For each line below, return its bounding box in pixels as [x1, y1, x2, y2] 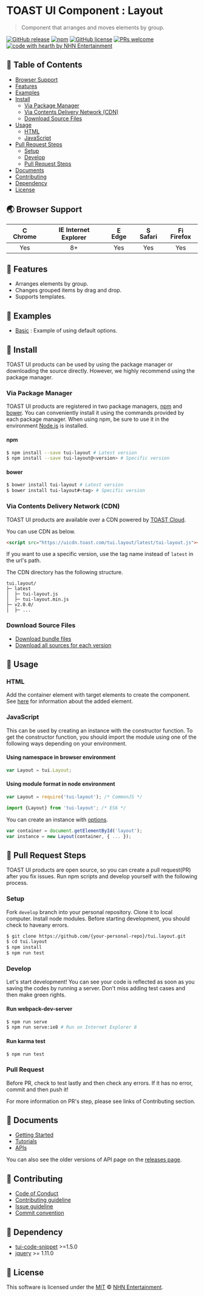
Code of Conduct [15, 1190, 59, 1197]
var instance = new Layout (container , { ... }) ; [6, 833, 132, 839]
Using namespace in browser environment [6, 753, 116, 761]
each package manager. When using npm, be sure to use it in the [6, 415, 169, 423]
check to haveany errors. [6, 921, 69, 929]
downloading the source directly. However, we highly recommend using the [6, 367, 195, 375]
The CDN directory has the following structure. [6, 569, 123, 576]
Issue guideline [15, 1203, 53, 1210]
